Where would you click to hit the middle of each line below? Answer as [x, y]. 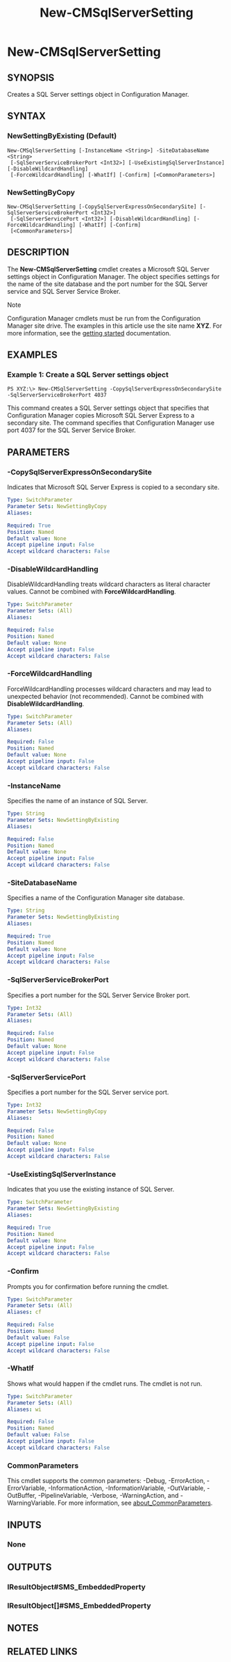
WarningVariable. [32, 1503]
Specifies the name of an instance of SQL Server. [78, 801]
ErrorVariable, [27, 1488]
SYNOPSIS [31, 78]
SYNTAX [27, 116]
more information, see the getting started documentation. [89, 333]
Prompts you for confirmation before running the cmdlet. [88, 1286]
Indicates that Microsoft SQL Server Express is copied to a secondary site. [113, 487]
